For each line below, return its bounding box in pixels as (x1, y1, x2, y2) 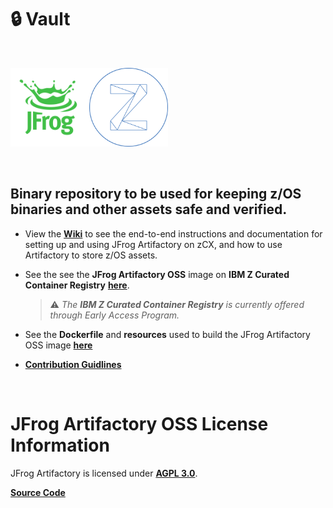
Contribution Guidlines (24, 358, 122, 370)
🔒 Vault (10, 8, 71, 31)
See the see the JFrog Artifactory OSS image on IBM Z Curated (24, 268, 290, 280)
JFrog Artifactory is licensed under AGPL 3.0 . (10, 467, 198, 479)
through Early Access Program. (49, 309, 180, 321)
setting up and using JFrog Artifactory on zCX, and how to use (24, 238, 283, 250)
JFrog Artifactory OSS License (10, 412, 269, 435)
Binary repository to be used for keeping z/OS (10, 186, 302, 203)
